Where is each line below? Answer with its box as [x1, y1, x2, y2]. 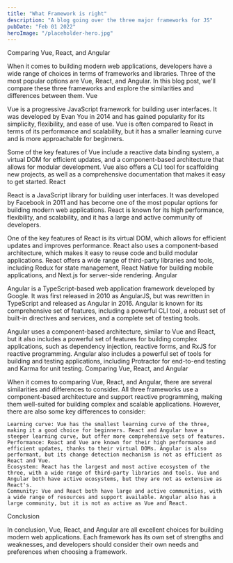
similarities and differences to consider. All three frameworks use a [7, 385, 199, 393]
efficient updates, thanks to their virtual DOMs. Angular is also [7, 446, 207, 452]
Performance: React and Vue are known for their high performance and [7, 439, 216, 446]
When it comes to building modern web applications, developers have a [7, 62, 213, 70]
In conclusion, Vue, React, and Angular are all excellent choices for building [7, 525, 224, 534]
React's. [7, 482, 33, 489]
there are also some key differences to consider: [7, 407, 146, 416]
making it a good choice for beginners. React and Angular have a [7, 427, 204, 434]
